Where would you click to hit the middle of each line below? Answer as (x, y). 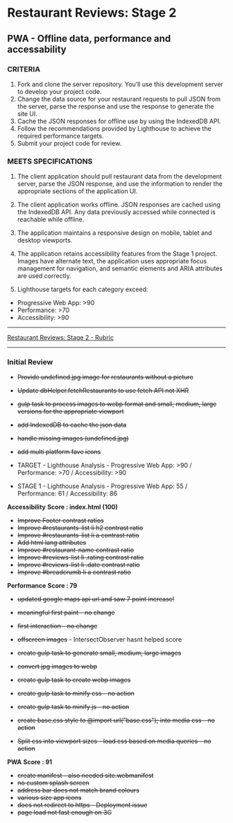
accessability (37, 49)
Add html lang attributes (52, 543)
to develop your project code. (59, 91)
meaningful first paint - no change (66, 612)
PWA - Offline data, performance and (89, 39)
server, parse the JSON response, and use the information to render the (120, 184)
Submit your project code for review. (69, 143)
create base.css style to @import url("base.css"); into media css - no (116, 720)
